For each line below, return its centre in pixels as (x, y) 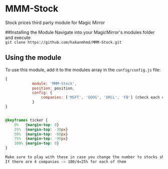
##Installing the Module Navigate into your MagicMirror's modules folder (80, 32)
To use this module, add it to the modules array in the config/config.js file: (83, 69)
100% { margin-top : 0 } (36, 143)
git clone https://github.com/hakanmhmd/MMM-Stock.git (63, 42)
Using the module (33, 58)
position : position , (53, 88)
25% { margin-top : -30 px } (41, 129)
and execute (18, 37)
